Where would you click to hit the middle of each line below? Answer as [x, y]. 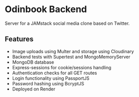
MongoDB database [33, 62]
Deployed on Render [34, 89]
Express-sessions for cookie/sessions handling [62, 67]
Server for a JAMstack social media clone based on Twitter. [67, 23]
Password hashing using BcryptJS [48, 83]
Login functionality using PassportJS [51, 78]
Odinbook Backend [46, 9]
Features [19, 39]
